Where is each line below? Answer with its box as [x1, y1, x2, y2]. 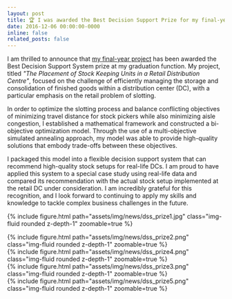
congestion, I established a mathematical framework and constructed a [7, 119, 210, 128]
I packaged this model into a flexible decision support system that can [7, 155, 206, 163]
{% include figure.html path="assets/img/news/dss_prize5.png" [7, 277, 189, 285]
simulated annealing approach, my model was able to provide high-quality [7, 134, 218, 142]
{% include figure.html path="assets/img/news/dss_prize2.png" [7, 233, 189, 242]
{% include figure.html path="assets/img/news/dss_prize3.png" [7, 262, 189, 271]
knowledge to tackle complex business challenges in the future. [7, 199, 188, 207]
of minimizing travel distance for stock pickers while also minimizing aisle [7, 112, 216, 121]
